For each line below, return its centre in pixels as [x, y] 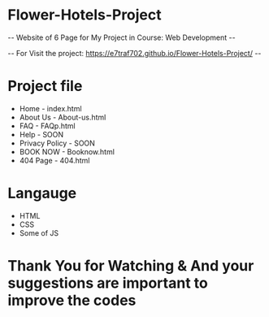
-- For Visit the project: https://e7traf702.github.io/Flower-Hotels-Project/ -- [134, 53]
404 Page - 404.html [54, 160]
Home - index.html [50, 108]
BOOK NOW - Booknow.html [67, 151]
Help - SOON [41, 134]
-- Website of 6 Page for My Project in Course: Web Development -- [122, 37]
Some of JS [39, 232]
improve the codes [72, 300]
